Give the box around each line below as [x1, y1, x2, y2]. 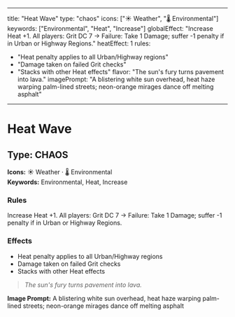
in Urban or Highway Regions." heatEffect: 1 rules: [7, 39, 151, 48]
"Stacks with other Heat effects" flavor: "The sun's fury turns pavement [17, 68, 225, 76]
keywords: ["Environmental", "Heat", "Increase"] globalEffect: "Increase [7, 24, 213, 32]
